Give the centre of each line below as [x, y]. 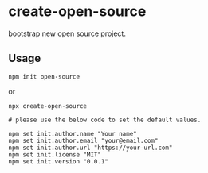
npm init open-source [44, 77]
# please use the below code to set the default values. [105, 120]
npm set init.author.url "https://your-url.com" [90, 148]
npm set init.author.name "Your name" [73, 133]
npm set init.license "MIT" [55, 154]
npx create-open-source [48, 106]
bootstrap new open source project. [67, 33]
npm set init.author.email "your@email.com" [83, 140]
